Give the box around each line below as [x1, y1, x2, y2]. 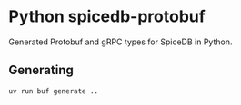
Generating [8, 62, 75, 78]
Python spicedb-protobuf [8, 6, 206, 27]
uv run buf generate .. [8, 86, 99, 96]
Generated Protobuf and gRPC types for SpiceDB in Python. [8, 36, 233, 47]
